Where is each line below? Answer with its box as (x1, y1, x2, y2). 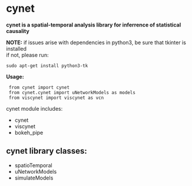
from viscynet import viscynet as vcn (8, 95, 104, 101)
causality (6, 27, 29, 34)
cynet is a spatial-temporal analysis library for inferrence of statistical (6, 21, 181, 28)
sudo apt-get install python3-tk (6, 62, 88, 69)
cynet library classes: (6, 146, 87, 156)
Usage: (6, 73, 25, 80)
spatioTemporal (14, 161, 52, 169)
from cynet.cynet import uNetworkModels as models (8, 89, 135, 95)
